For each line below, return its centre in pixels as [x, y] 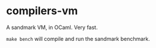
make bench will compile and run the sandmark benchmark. [78, 39]
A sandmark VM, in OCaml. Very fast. [52, 27]
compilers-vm [42, 11]
